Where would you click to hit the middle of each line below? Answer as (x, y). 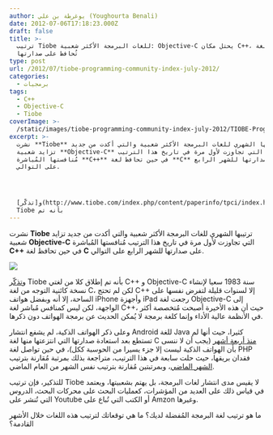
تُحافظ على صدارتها (48, 54)
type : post (28, 62)
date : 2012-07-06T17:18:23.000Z (64, 24)
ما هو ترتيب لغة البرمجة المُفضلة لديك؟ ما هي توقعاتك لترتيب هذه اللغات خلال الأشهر (135, 415)
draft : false (31, 31)
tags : (18, 91)
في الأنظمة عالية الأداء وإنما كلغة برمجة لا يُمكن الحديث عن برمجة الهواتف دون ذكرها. (136, 316)
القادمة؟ (22, 424)
